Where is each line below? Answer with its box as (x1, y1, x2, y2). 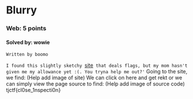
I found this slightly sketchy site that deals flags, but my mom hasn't (6, 62, 188, 69)
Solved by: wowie (6, 38, 50, 45)
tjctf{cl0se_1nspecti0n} (6, 87, 61, 94)
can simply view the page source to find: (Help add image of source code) (6, 80, 185, 87)
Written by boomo (6, 52, 49, 58)
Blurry (6, 3, 37, 17)
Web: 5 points (6, 24, 47, 33)
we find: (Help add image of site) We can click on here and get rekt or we (6, 74, 182, 82)
